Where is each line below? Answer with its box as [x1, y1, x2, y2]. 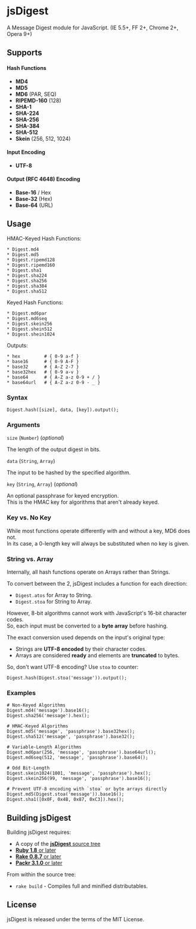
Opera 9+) [7, 30, 32, 37]
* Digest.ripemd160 [7, 262, 55, 268]
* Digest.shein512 [7, 326, 52, 332]
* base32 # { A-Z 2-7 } [7, 364, 79, 370]
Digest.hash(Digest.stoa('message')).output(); [7, 675, 127, 681]
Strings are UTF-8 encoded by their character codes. [15, 645, 147, 653]
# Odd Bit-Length [7, 765, 50, 771]
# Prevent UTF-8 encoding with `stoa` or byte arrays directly [7, 786, 167, 792]
